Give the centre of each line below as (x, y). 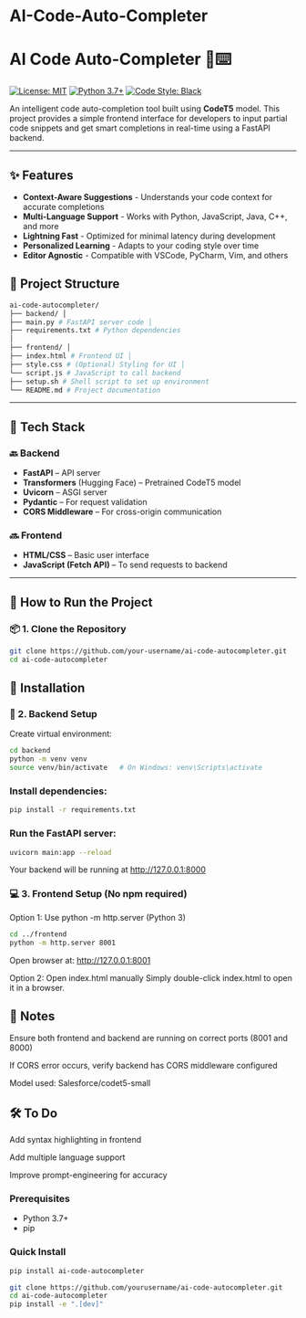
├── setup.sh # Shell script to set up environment (109, 381)
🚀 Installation (47, 688)
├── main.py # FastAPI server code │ (81, 322)
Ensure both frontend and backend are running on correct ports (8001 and (149, 1039)
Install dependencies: (58, 791)
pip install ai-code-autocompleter (77, 1271)
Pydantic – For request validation (85, 502)
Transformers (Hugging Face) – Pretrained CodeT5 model (132, 483)
